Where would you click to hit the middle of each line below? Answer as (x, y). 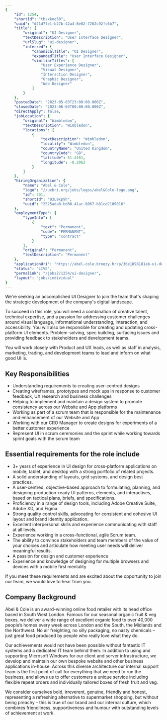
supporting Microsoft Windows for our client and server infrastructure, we (81, 656)
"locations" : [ (39, 130)
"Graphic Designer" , (62, 79)
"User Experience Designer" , (71, 65)
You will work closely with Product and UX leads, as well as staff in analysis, (83, 348)
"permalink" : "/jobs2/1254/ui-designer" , (57, 273)
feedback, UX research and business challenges (62, 396)
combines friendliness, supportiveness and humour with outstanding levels (82, 708)
